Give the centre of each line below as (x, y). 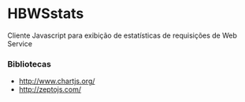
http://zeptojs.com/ (50, 89)
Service (20, 43)
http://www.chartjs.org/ (57, 81)
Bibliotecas (30, 64)
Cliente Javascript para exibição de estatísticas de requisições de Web (122, 35)
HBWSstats (46, 14)
